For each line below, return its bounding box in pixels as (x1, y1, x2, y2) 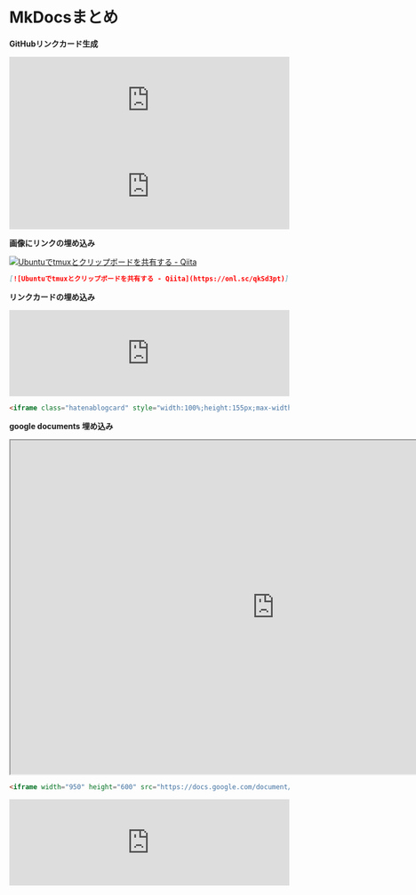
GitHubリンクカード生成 (9, 38, 99, 49)
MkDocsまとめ (9, 7, 118, 28)
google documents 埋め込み (9, 420, 114, 431)
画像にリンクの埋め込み (9, 237, 95, 248)
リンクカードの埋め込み (9, 291, 95, 302)
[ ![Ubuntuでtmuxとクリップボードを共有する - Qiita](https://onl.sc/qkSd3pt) (9, 274, 285, 283)
